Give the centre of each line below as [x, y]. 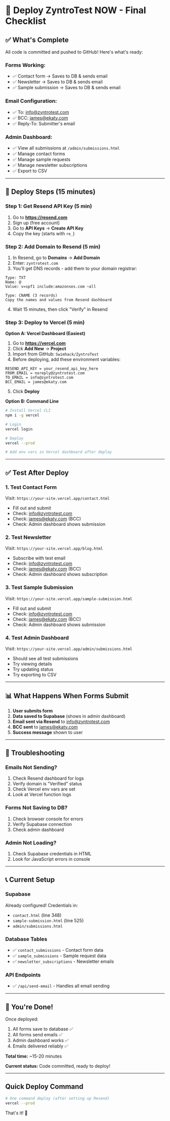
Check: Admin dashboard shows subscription [60, 574]
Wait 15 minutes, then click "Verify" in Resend [60, 309]
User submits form [33, 711]
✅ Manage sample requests [41, 159]
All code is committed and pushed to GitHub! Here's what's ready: [74, 52]
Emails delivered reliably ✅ [40, 1046]
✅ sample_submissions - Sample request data [59, 956]
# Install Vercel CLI [28, 411]
